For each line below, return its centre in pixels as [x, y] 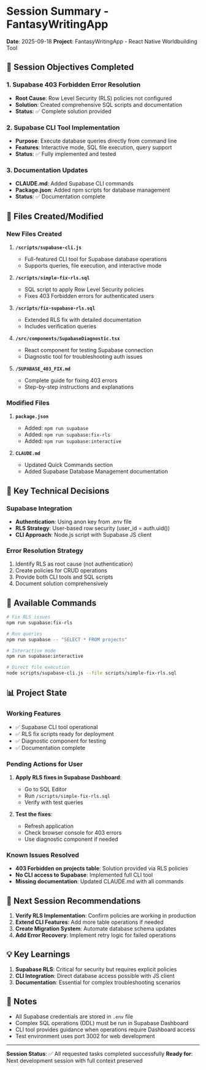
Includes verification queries [60, 326]
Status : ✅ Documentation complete [60, 197]
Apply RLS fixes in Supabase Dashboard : [68, 777]
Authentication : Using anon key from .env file [73, 521]
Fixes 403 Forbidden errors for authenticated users [89, 295]
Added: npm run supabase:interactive [73, 441]
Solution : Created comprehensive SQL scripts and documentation [99, 104]
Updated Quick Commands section [69, 465]
